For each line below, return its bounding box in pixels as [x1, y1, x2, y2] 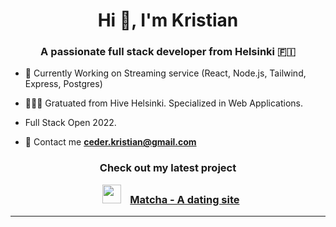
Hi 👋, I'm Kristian [97, 9, 239, 32]
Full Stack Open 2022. [24, 117, 117, 129]
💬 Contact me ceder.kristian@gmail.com [24, 136, 197, 148]
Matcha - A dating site [129, 192, 240, 206]
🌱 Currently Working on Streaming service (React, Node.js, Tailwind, [24, 67, 307, 79]
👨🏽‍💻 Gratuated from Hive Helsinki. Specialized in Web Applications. [24, 97, 304, 109]
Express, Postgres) [24, 78, 103, 90]
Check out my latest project [99, 161, 237, 175]
